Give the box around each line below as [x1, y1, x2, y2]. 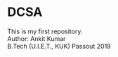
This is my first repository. [7, 27, 83, 35]
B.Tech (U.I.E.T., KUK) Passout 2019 [7, 42, 111, 50]
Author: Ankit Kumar [7, 34, 66, 42]
